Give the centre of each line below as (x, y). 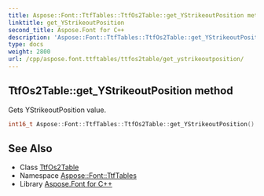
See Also (30, 149)
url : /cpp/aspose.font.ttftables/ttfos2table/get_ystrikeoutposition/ (126, 60)
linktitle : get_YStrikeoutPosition (66, 23)
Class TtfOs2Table (49, 167)
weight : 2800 (29, 52)
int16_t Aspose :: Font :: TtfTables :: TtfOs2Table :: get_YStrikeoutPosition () (132, 124)
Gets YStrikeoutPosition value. (57, 110)
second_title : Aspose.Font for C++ (66, 30)
